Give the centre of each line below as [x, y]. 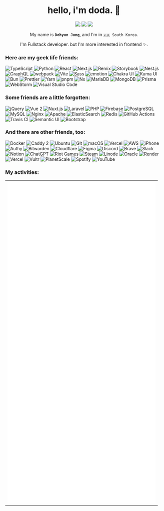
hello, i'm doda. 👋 [84, 10]
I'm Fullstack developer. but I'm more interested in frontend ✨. [84, 44]
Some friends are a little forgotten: [48, 97]
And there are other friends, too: [45, 132]
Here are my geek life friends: [42, 57]
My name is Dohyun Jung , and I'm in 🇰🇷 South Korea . [84, 34]
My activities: [22, 172]
